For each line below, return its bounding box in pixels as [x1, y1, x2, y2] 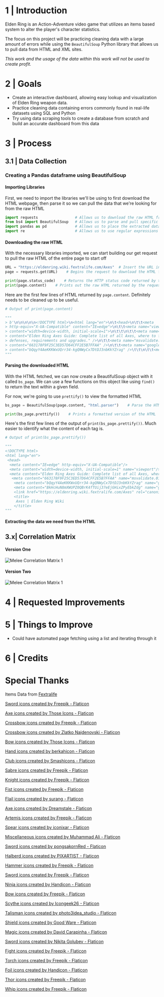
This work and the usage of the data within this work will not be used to [5, 55, 150, 61]
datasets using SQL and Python [12, 110, 76, 116]
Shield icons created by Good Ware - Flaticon [5, 919, 97, 925]
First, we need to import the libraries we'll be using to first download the [5, 195, 150, 201]
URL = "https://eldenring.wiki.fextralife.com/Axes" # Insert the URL [5, 265, 154, 270]
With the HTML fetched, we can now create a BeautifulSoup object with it [5, 373, 153, 379]
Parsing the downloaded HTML [5, 362, 69, 368]
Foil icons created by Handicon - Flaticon [5, 967, 88, 973]
